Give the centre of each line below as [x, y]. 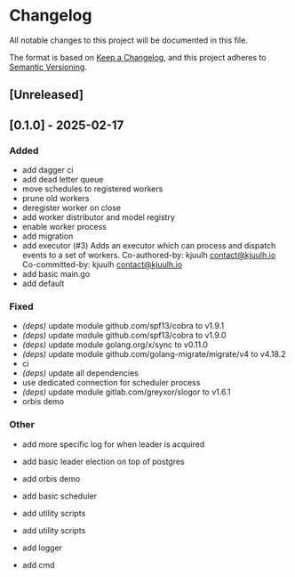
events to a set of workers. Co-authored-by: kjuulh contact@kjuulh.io [149, 256]
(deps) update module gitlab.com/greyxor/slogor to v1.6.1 [126, 392]
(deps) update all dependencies [80, 373]
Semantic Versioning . [48, 67]
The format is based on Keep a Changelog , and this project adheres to [138, 57]
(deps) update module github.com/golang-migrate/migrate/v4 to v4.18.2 [154, 354]
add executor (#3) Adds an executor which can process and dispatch [149, 246]
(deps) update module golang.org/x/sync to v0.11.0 [115, 345]
